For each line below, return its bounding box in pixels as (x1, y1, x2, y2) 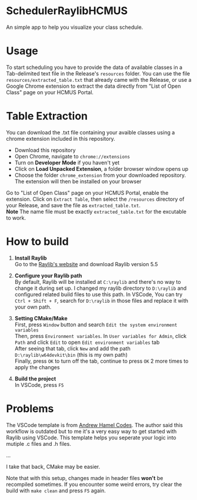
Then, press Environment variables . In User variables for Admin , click (14, 332, 187, 339)
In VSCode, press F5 (14, 381, 64, 388)
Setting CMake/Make (14, 314, 68, 322)
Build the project (14, 375, 56, 382)
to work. (6, 214, 26, 221)
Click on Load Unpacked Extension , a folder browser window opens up (14, 165, 189, 172)
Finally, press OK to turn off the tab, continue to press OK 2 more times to (14, 357, 189, 365)
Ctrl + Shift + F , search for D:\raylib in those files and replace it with (14, 297, 189, 304)
